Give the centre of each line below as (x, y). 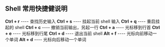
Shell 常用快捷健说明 (36, 9)
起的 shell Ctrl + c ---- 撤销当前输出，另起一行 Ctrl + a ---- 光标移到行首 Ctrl (82, 27)
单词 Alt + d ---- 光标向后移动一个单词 (48, 39)
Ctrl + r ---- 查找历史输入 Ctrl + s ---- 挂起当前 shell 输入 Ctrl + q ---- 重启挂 (82, 21)
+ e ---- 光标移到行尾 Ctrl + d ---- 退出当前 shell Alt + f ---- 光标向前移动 (79, 33)
